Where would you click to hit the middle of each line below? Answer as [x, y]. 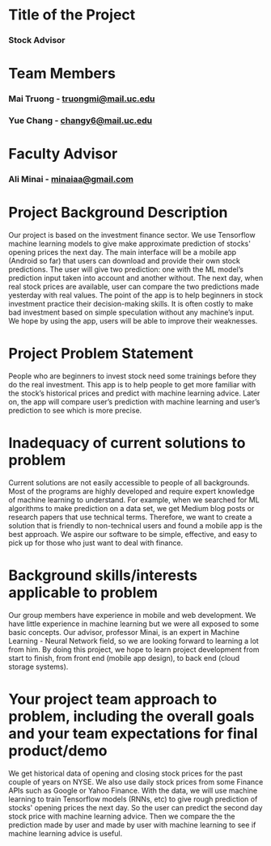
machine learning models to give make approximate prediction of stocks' [129, 243]
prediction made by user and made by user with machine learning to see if [132, 825]
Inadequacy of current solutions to [127, 443]
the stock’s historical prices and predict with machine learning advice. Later [134, 393]
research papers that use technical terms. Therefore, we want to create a [130, 517]
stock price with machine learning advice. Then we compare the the [122, 816]
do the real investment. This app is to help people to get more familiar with [132, 385]
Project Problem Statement [101, 354]
